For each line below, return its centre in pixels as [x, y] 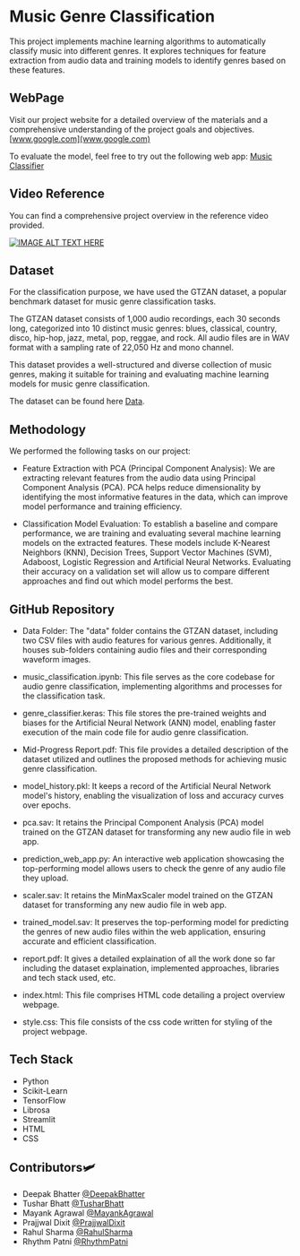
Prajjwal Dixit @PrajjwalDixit [73, 1222]
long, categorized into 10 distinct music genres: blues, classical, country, [143, 328]
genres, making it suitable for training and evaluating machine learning [139, 375]
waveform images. [56, 659]
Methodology [48, 429]
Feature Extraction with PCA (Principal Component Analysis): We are [149, 469]
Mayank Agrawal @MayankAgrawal [88, 1213]
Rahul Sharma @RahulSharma [77, 1232]
